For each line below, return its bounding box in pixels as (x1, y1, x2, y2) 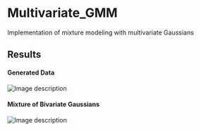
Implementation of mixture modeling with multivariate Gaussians (7, 28, 194, 37)
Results (7, 49, 42, 61)
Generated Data (7, 68, 55, 77)
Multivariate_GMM (7, 5, 118, 21)
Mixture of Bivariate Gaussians (7, 100, 100, 108)
